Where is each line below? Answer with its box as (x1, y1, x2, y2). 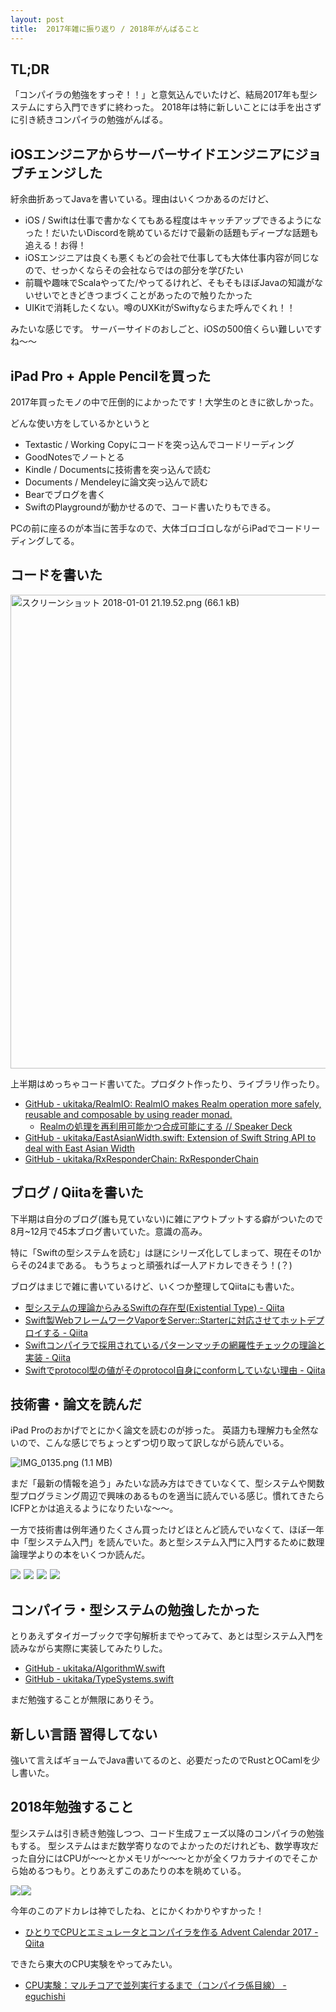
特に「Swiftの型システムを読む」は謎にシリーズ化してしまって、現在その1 (10, 1246, 313, 1258)
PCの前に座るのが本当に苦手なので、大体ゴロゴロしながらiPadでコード (10, 522, 303, 534)
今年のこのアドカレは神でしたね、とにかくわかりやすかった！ (10, 1904, 265, 1916)
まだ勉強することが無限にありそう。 (10, 1694, 160, 1706)
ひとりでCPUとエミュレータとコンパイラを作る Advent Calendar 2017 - (24, 1926, 319, 1938)
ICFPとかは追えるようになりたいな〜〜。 (10, 1502, 179, 1515)
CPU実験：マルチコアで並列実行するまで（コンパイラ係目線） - (24, 1979, 287, 1991)
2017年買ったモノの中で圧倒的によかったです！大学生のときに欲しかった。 (10, 396, 319, 408)
